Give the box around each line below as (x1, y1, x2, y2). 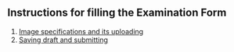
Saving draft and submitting (18, 35, 109, 44)
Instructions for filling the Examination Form (7, 6, 227, 19)
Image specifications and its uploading (18, 26, 144, 36)
